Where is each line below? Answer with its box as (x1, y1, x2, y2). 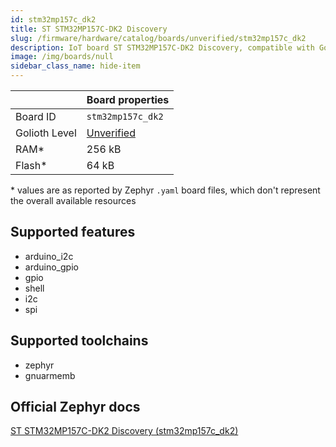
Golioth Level (15, 126, 77, 140)
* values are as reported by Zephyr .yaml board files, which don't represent (10, 184, 321, 196)
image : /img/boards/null (10, 52, 114, 62)
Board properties (86, 93, 170, 106)
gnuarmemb (24, 369, 76, 381)
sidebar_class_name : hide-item (10, 61, 141, 71)
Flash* (15, 159, 48, 172)
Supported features (10, 224, 136, 241)
